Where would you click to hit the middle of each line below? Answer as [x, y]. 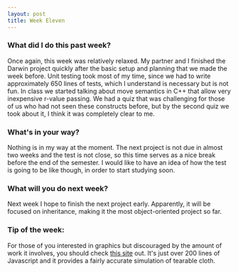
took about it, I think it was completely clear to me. [81, 114]
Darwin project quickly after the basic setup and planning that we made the [117, 68]
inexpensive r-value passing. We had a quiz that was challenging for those [116, 98]
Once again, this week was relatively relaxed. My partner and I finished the [117, 60]
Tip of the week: [36, 230]
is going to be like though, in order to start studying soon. [91, 170]
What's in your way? [43, 132]
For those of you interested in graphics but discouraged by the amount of [115, 245]
